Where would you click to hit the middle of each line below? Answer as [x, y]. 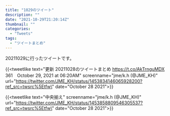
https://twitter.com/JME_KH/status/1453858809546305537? [79, 103]
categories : [18, 29]
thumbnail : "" [20, 24]
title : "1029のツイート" [30, 10]
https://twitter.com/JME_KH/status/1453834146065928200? [79, 81]
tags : [11, 39]
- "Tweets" [21, 34]
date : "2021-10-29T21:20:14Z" [37, 19]
